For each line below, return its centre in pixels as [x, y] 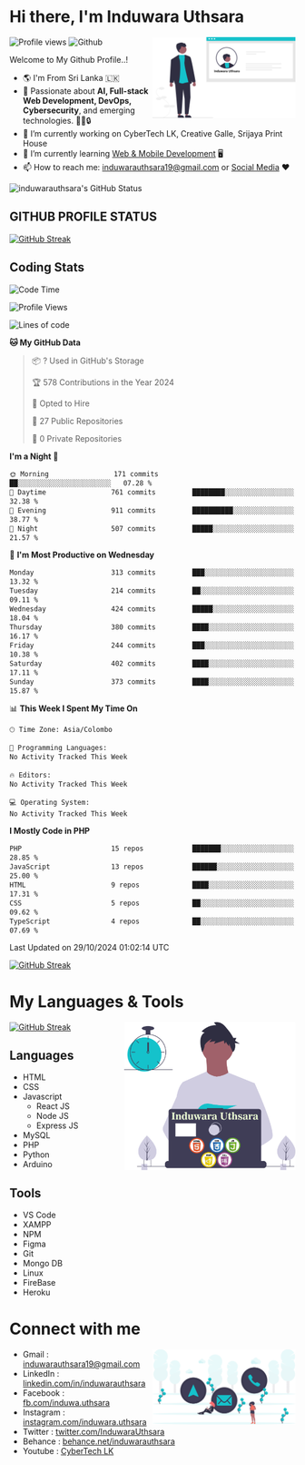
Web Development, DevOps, [77, 100]
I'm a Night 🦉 [34, 456]
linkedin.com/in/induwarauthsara [84, 1384]
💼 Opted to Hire [61, 403]
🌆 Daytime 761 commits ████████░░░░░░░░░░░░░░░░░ [152, 492]
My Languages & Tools [97, 1001]
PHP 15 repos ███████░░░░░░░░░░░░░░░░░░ [152, 849]
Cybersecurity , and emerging [79, 110]
